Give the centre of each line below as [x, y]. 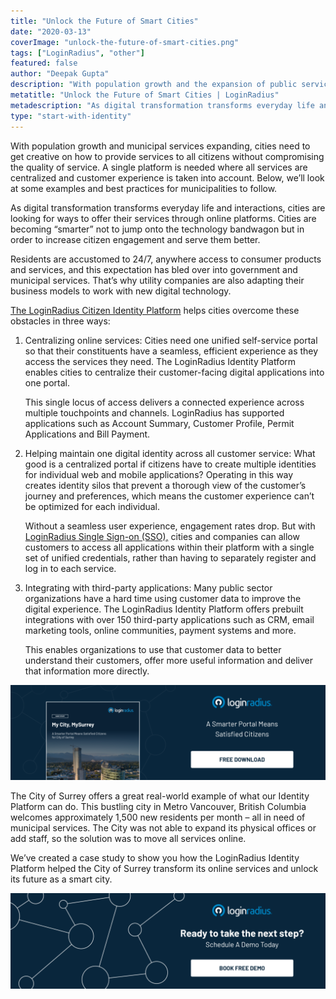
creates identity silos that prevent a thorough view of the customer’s [165, 485]
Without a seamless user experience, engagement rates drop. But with [170, 526]
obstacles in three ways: [60, 321]
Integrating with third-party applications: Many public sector [148, 587]
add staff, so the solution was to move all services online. [128, 839]
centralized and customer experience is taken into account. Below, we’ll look [167, 177]
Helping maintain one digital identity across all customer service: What [170, 453]
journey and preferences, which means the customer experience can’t [169, 496]
